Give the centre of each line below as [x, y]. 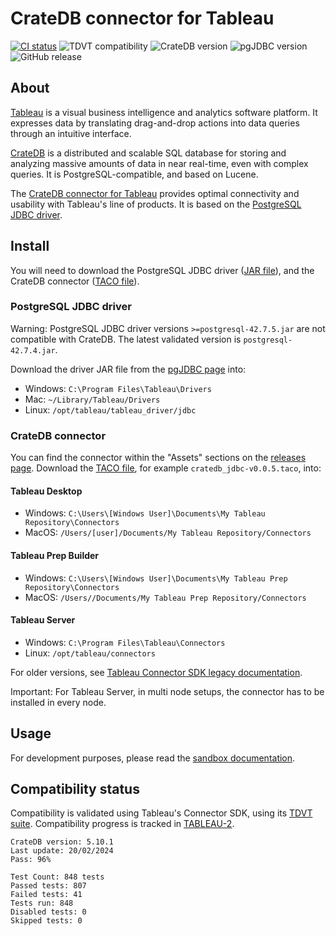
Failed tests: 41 [46, 895]
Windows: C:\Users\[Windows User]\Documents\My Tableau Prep [156, 578]
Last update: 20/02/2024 [62, 851]
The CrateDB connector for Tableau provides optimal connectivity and [155, 193]
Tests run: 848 [42, 903]
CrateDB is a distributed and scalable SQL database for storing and [148, 153]
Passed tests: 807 [48, 886]
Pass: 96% [31, 860]
